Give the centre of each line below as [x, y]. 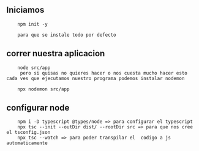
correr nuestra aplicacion [56, 53]
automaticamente [27, 143]
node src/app [34, 68]
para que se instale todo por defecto [67, 35]
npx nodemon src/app [43, 89]
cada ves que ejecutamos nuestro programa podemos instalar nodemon [96, 78]
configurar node [38, 108]
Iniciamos [25, 10]
